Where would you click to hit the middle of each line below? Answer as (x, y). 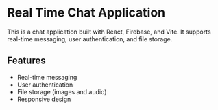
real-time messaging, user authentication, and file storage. (90, 38)
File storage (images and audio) (62, 91)
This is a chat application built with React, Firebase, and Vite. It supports (109, 32)
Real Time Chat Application (86, 13)
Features (26, 61)
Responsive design (44, 99)
